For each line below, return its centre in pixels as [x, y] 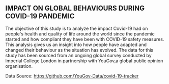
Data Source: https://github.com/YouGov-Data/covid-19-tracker [72, 76]
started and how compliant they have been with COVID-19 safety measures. [85, 39]
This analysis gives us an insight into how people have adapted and [76, 45]
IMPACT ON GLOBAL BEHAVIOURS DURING [75, 8]
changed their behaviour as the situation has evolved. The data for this [79, 50]
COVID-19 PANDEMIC [40, 16]
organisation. [19, 66]
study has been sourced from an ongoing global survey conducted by [78, 55]
